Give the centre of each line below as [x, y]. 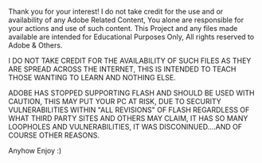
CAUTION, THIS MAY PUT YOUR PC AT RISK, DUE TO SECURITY [115, 101]
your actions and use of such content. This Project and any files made [123, 28]
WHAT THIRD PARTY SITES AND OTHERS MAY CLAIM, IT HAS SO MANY [128, 118]
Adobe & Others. [35, 45]
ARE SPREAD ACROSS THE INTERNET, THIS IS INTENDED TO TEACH [122, 69]
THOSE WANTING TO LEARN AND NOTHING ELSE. [92, 78]
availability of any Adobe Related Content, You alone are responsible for [126, 20]
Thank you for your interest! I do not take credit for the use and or [116, 12]
